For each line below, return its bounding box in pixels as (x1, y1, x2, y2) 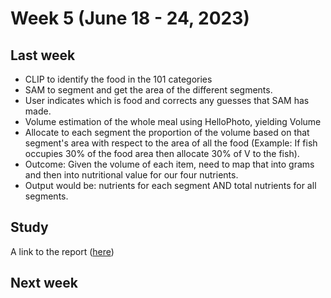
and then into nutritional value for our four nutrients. (24, 169, 239, 181)
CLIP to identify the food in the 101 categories (24, 73, 213, 85)
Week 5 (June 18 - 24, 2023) (10, 7, 250, 30)
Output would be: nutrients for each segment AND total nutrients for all (24, 180, 317, 191)
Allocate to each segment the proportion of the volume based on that (24, 127, 310, 138)
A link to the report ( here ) (10, 245, 115, 257)
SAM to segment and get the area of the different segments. (24, 84, 273, 96)
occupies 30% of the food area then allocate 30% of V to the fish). (24, 148, 300, 159)
